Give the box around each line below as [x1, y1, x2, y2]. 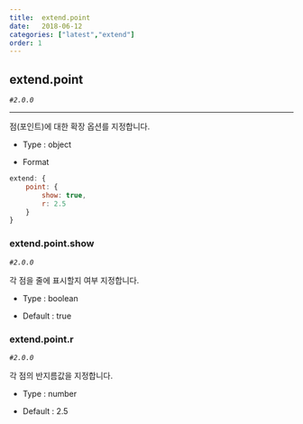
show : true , [41, 190, 87, 199]
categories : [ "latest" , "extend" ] [9, 30, 135, 39]
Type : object [22, 139, 72, 150]
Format [22, 157, 50, 168]
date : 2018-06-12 [9, 22, 83, 31]
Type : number [22, 388, 78, 399]
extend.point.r [9, 333, 74, 346]
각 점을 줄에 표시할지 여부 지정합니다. [9, 274, 140, 285]
